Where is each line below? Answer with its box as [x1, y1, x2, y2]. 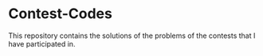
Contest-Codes [8, 5, 113, 23]
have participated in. [8, 39, 76, 48]
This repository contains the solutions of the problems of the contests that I [8, 31, 256, 40]
